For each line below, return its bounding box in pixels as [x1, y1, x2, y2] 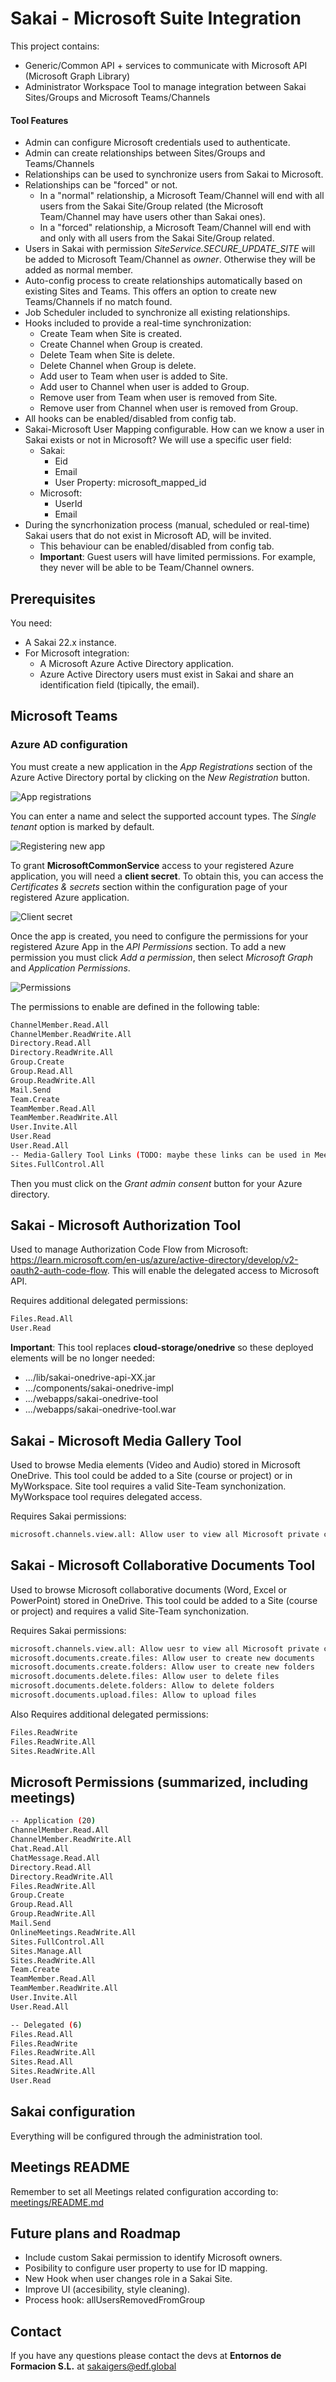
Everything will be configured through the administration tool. [10, 2130, 263, 2142]
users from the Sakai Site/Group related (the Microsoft [39, 200, 264, 212]
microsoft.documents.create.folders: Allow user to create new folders [10, 1662, 315, 1672]
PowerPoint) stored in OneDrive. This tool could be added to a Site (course [10, 1594, 318, 1606]
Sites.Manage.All [10, 1946, 83, 1956]
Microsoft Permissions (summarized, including [10, 1773, 309, 1791]
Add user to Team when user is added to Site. [39, 370, 228, 382]
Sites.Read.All [10, 2057, 74, 2067]
